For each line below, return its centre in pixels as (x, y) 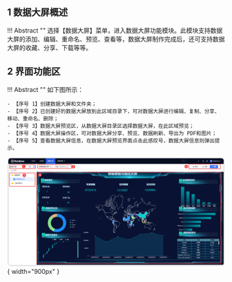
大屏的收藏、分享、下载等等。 (49, 48)
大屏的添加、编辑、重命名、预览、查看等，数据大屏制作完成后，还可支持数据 (116, 39)
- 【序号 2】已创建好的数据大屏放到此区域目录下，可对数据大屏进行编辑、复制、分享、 (114, 111)
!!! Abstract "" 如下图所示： (46, 89)
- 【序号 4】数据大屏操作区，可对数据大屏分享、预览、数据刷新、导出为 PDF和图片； (112, 133)
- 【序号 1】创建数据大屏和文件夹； (52, 104)
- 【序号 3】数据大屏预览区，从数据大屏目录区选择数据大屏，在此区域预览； (101, 126)
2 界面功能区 (34, 72)
